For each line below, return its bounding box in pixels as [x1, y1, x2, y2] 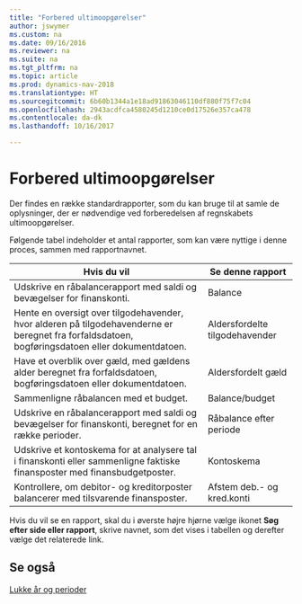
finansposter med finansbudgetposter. [13, 466, 177, 478]
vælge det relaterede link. [9, 534, 104, 545]
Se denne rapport [209, 265, 287, 278]
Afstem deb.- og [208, 480, 279, 493]
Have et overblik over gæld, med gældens [13, 354, 191, 367]
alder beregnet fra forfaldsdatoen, [13, 366, 157, 378]
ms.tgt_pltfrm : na [9, 64, 78, 73]
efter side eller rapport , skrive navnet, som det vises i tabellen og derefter [9, 524, 285, 535]
